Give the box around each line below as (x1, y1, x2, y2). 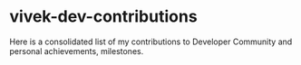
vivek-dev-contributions (9, 6, 198, 27)
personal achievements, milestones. (9, 45, 144, 56)
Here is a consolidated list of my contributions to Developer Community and (9, 36, 293, 47)
